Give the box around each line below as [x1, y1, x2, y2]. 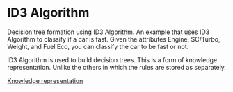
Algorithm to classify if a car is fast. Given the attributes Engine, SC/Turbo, [7, 35, 220, 43]
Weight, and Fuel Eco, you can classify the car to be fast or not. [7, 42, 189, 50]
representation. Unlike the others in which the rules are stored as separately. [7, 63, 226, 71]
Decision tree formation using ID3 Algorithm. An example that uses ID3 [7, 28, 210, 36]
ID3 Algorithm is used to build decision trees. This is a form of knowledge [7, 55, 218, 64]
